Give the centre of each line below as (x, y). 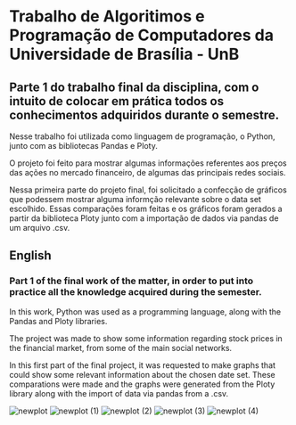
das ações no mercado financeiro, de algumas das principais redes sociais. (148, 172)
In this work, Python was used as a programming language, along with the (145, 311)
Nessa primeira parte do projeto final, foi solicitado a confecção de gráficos (148, 190)
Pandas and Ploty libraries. (58, 321)
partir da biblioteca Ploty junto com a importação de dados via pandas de (144, 218)
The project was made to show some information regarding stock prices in (146, 338)
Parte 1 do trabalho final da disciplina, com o (134, 87)
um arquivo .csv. (40, 228)
